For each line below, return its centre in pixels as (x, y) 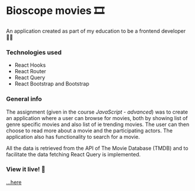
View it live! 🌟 (26, 169)
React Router (30, 71)
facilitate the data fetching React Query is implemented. (73, 154)
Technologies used (34, 52)
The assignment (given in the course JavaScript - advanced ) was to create (97, 112)
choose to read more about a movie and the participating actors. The (90, 130)
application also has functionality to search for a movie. (73, 137)
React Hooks (30, 65)
